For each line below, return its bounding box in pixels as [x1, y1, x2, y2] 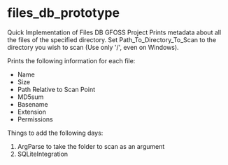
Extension [17, 107, 47, 116]
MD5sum [17, 93, 44, 101]
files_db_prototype [7, 5, 120, 21]
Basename [17, 100, 48, 108]
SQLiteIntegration [17, 150, 69, 158]
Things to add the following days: [7, 128, 104, 137]
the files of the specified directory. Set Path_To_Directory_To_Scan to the [7, 35, 217, 44]
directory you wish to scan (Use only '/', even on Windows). [7, 43, 180, 51]
